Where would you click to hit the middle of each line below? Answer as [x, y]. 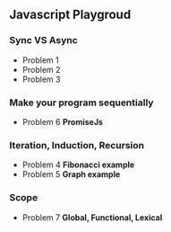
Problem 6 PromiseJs [62, 121]
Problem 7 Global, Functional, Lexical [92, 217]
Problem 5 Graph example [71, 174]
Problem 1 [41, 60]
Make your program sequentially [81, 103]
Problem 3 [41, 79]
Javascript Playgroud [70, 15]
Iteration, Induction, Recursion [77, 145]
